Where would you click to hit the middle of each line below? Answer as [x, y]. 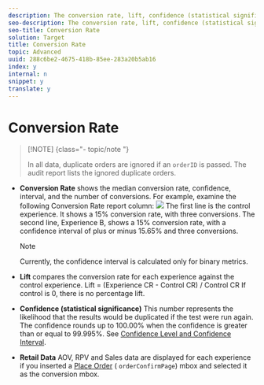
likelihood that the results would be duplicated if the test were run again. [136, 317]
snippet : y [26, 81]
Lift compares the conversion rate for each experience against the [127, 277]
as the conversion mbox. [59, 374]
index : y [22, 67]
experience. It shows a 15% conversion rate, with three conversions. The [137, 214]
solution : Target [37, 37]
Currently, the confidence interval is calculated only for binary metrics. [134, 261]
